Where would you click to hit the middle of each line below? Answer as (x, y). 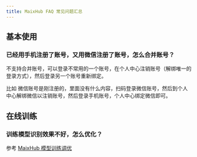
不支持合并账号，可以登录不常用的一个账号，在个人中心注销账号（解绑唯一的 (99, 69)
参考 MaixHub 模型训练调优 (39, 148)
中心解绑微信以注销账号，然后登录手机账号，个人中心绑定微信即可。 (89, 96)
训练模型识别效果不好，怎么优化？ (54, 134)
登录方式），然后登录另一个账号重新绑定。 (56, 76)
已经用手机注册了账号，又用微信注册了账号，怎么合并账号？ (91, 54)
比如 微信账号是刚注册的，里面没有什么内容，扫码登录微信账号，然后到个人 (97, 88)
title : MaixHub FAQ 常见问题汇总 (44, 11)
